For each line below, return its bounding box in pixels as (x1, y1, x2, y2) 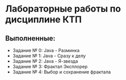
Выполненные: (5, 34, 56, 43)
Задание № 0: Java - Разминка (12, 48, 80, 53)
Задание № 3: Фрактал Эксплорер (12, 64, 88, 69)
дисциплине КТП (5, 14, 82, 25)
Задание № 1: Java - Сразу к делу (12, 53, 86, 59)
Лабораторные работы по (5, 3, 121, 15)
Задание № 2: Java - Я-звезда (12, 58, 78, 64)
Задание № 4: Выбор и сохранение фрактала (12, 69, 111, 75)
